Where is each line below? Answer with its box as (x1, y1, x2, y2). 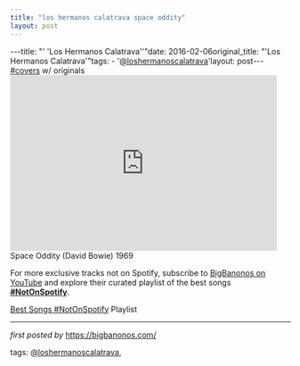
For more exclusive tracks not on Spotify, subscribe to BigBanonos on (10, 267, 266, 278)
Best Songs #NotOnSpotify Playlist (10, 304, 137, 314)
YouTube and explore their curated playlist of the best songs (10, 277, 231, 287)
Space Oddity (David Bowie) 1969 (10, 250, 134, 261)
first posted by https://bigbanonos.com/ (10, 329, 157, 340)
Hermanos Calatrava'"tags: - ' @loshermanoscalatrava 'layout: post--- (10, 55, 264, 66)
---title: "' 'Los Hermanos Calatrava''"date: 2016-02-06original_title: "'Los (10, 46, 281, 56)
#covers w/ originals (10, 64, 85, 76)
